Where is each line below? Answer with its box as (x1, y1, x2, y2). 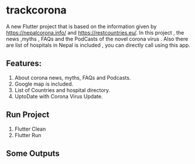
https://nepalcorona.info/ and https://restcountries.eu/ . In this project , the (6, 29, 184, 36)
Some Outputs (6, 148, 60, 158)
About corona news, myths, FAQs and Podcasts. (14, 74, 131, 81)
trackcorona (6, 4, 67, 17)
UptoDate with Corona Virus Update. (14, 93, 103, 100)
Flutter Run (14, 131, 42, 138)
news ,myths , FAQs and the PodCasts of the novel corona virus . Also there (6, 35, 189, 42)
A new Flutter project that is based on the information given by (6, 23, 157, 30)
